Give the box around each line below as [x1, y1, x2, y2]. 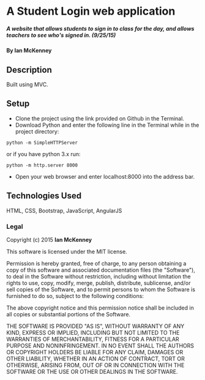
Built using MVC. [6, 81, 48, 88]
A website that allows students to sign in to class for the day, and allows [6, 24, 195, 32]
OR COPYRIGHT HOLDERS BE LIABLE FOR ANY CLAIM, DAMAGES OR [6, 348, 184, 356]
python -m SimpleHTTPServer [6, 140, 78, 146]
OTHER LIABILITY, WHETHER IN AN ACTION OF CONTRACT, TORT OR [6, 355, 185, 362]
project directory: [15, 127, 59, 135]
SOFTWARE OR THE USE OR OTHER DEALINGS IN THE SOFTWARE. [6, 368, 178, 375]
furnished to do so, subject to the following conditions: [6, 292, 144, 299]
